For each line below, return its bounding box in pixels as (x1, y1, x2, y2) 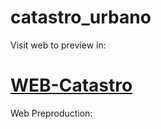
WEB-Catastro (10, 74, 133, 97)
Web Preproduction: (10, 107, 93, 119)
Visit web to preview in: (10, 39, 107, 51)
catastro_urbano (10, 6, 152, 29)
